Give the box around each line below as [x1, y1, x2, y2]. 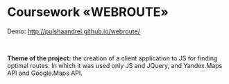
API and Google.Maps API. [7, 69, 83, 77]
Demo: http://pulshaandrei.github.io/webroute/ [7, 27, 140, 35]
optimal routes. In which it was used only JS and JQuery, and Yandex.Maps [7, 61, 223, 69]
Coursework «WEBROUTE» [7, 4, 169, 20]
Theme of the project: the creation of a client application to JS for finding [7, 53, 218, 62]
